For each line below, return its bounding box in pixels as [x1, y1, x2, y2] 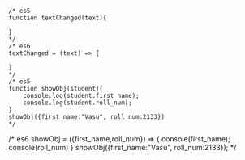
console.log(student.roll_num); [23, 99, 132, 107]
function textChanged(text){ [8, 14, 107, 22]
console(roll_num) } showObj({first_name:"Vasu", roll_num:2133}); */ [8, 143, 237, 152]
